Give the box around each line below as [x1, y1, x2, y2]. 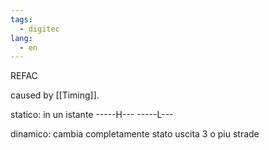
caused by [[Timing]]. [10, 89, 100, 101]
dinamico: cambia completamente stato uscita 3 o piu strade [10, 128, 260, 140]
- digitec [19, 24, 60, 34]
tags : [10, 14, 33, 25]
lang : [10, 33, 33, 43]
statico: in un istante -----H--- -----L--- [10, 109, 174, 121]
